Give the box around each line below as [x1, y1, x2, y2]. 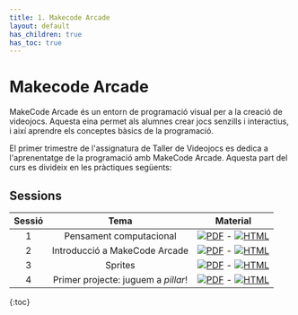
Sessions [9, 188, 63, 203]
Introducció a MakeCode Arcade [52, 244, 189, 257]
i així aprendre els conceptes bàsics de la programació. [9, 126, 214, 136]
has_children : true [9, 30, 83, 39]
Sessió [13, 214, 44, 227]
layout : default [9, 22, 70, 31]
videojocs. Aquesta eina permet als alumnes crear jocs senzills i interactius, [9, 116, 289, 127]
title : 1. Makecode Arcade [9, 13, 110, 22]
